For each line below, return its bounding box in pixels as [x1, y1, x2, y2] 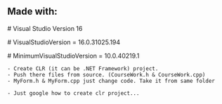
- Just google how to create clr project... [7, 89, 140, 97]
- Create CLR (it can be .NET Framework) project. [7, 65, 159, 72]
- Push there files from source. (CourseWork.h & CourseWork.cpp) [7, 71, 206, 78]
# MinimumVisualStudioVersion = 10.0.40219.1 [7, 51, 140, 60]
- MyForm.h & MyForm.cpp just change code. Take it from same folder [7, 77, 216, 84]
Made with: [7, 6, 58, 18]
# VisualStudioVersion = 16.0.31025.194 [7, 38, 121, 46]
